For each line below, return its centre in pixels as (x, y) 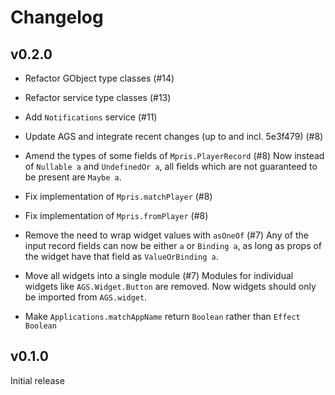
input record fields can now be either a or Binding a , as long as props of (173, 245)
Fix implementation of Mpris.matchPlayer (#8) (118, 196)
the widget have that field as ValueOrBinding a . (121, 256)
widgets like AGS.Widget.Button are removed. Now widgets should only (170, 286)
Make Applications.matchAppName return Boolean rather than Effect (162, 316)
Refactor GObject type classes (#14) (99, 78)
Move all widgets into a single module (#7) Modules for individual (159, 275)
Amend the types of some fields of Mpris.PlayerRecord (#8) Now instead (174, 155)
